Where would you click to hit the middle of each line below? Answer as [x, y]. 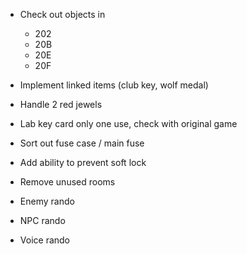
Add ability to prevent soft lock [83, 162]
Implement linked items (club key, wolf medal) [114, 85]
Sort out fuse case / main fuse [82, 143]
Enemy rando [47, 201]
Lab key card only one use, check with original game [128, 123]
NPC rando [42, 220]
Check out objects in [62, 14]
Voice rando [44, 240]
